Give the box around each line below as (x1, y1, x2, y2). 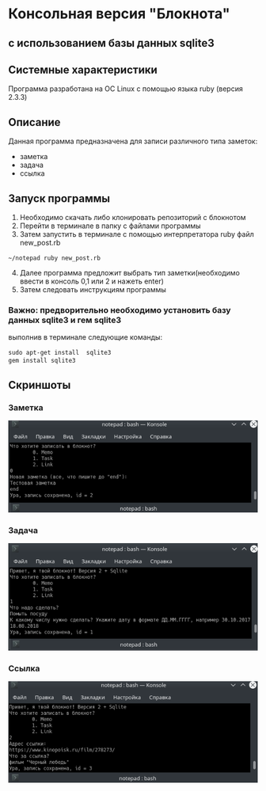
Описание (8, 116, 61, 129)
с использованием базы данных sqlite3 (8, 36, 215, 50)
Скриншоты (8, 378, 71, 392)
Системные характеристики (8, 63, 158, 76)
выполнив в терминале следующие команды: (8, 333, 163, 342)
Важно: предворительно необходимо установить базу (8, 304, 231, 315)
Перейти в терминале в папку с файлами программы (19, 221, 201, 230)
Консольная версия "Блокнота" (8, 5, 230, 23)
